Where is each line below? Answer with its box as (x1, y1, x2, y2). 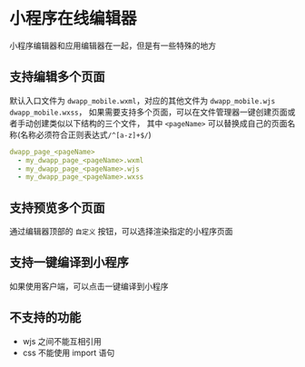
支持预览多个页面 (9, 200, 105, 215)
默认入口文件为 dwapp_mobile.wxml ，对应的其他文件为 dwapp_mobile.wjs (9, 94, 276, 105)
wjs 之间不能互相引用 (22, 335, 102, 346)
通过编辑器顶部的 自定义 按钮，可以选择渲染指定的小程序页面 (9, 226, 233, 237)
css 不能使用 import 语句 (22, 347, 115, 358)
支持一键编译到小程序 (9, 255, 129, 271)
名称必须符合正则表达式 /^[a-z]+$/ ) (20, 129, 152, 140)
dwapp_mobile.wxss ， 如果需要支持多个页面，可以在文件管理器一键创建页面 (9, 106, 288, 117)
